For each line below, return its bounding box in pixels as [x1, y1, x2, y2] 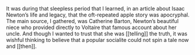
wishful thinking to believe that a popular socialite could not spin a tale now [6, 37, 189, 43]
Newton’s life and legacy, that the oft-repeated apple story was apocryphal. [6, 11, 190, 18]
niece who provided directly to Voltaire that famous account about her [6, 24, 177, 31]
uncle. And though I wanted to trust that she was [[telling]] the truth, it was [6, 30, 188, 37]
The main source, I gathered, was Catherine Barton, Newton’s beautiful [6, 18, 179, 24]
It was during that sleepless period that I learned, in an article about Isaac [6, 5, 185, 12]
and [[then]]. [6, 43, 37, 50]
